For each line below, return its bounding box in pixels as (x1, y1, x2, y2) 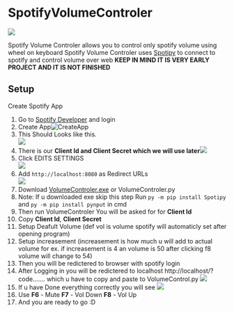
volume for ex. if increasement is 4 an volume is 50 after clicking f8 (17, 244, 212, 252)
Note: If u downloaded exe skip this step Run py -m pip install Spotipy (17, 193, 226, 201)
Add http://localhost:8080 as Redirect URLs (17, 169, 148, 178)
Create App (17, 122, 52, 131)
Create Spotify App (8, 102, 63, 110)
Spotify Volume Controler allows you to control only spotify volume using (8, 40, 217, 49)
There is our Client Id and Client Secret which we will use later (17, 146, 201, 154)
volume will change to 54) (17, 252, 93, 260)
